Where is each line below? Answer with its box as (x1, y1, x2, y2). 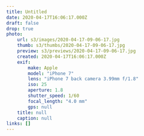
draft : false (6, 20, 39, 26)
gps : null (28, 104, 52, 110)
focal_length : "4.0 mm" (28, 98, 87, 104)
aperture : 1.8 (28, 87, 63, 93)
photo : (6, 31, 23, 37)
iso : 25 (28, 82, 47, 88)
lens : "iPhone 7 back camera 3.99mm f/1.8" (28, 76, 139, 82)
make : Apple (28, 64, 58, 71)
